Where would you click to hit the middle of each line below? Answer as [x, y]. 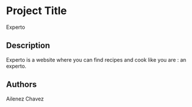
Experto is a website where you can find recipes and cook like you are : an [96, 59]
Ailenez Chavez [25, 99]
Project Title [37, 11]
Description [28, 46]
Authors [21, 84]
